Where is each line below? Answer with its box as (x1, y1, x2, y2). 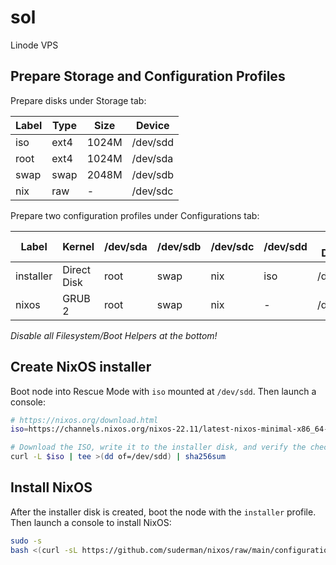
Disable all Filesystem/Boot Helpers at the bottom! (10, 329, 218, 341)
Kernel (62, 239, 95, 253)
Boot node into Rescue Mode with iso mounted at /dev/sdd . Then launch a (10, 385, 317, 397)
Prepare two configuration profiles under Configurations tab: (10, 209, 260, 221)
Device (135, 118, 170, 132)
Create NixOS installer (10, 359, 152, 376)
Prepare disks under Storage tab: (10, 94, 147, 106)
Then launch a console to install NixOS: (10, 516, 172, 528)
